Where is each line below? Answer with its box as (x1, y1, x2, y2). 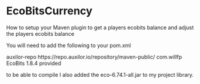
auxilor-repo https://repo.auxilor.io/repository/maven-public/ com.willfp (6, 53, 183, 60)
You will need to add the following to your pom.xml (6, 42, 131, 49)
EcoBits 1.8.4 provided (6, 60, 62, 67)
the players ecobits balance (6, 30, 75, 37)
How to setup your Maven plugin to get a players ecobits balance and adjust (6, 24, 194, 31)
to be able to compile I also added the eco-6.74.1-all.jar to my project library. (6, 71, 194, 78)
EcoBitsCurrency (6, 4, 93, 18)
